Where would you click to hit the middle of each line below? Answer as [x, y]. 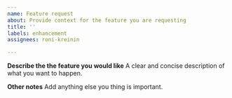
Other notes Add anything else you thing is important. [85, 87]
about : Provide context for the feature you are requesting [97, 20]
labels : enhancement [37, 33]
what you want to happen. [45, 73]
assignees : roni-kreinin [43, 40]
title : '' [22, 27]
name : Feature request [40, 14]
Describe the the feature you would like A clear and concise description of [116, 66]
